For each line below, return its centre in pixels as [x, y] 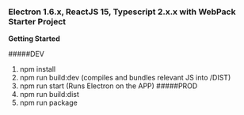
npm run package [48, 103]
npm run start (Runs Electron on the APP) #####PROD [109, 86]
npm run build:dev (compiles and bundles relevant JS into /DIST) [125, 78]
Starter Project [37, 21]
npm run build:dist [49, 95]
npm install [38, 69]
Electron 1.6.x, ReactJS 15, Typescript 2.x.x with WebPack [122, 12]
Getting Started [34, 39]
